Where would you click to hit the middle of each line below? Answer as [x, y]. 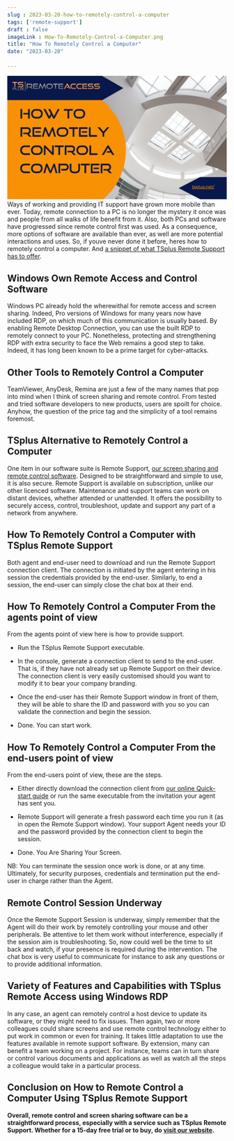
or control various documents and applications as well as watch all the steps [117, 1058]
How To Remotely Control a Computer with [102, 535]
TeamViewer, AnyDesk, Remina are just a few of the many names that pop [113, 389]
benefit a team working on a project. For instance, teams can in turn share [113, 1050]
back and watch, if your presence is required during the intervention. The [112, 949]
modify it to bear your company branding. [77, 683]
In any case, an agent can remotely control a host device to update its [107, 1013]
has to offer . [24, 256]
